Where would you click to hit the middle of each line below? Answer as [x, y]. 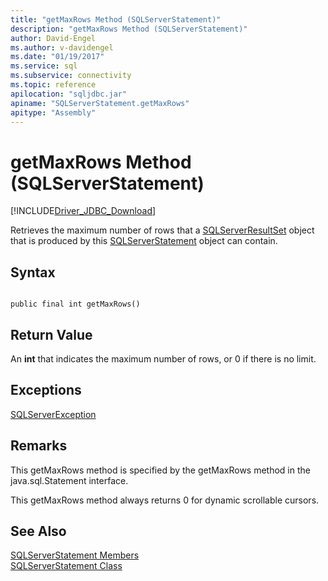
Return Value [51, 334]
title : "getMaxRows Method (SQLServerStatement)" [116, 19]
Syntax [33, 272]
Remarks [39, 446]
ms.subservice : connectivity [71, 76]
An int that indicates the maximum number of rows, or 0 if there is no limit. [163, 358]
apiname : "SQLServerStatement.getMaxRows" [100, 103]
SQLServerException [53, 414]
